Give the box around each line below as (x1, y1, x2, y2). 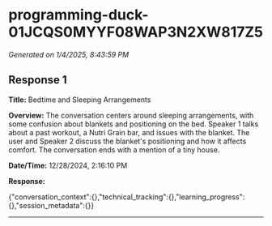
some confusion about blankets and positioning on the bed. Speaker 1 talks (8, 119, 259, 129)
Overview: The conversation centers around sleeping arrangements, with (8, 110, 254, 120)
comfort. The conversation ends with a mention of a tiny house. (8, 144, 220, 155)
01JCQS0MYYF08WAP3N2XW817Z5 (8, 23, 264, 41)
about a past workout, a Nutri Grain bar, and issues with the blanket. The (8, 127, 250, 137)
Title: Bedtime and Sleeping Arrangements (8, 95, 151, 104)
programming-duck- (8, 6, 149, 24)
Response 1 (8, 73, 67, 87)
